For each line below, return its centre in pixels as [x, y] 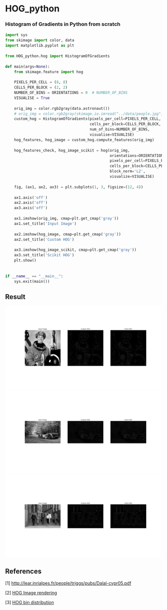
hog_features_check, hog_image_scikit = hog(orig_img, [72, 150]
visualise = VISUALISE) [112, 135]
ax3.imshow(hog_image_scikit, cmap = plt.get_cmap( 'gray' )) [75, 250]
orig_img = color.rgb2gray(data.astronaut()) [62, 108]
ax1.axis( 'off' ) [31, 197]
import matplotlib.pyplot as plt [40, 46]
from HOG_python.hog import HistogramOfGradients [58, 56]
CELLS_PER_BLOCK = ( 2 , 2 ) [41, 87]
